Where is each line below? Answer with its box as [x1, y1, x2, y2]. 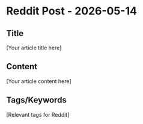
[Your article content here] [6, 77, 71, 85]
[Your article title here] [6, 44, 62, 51]
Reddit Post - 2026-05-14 [6, 4, 137, 18]
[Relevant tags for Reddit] [6, 111, 70, 118]
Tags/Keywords [6, 95, 67, 105]
